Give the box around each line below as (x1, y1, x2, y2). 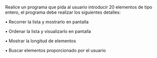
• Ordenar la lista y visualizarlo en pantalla (5, 29, 91, 34)
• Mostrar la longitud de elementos (5, 38, 77, 44)
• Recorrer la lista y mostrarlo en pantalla (5, 19, 89, 25)
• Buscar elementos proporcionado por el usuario (5, 48, 106, 53)
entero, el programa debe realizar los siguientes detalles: (5, 9, 121, 15)
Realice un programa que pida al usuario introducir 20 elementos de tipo (5, 4, 153, 10)
